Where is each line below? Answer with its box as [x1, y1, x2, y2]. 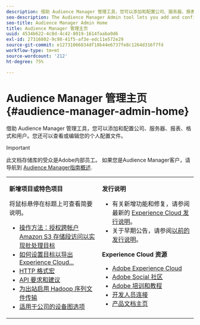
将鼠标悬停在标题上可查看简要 [9, 200, 93, 208]
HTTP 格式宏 [19, 267, 55, 275]
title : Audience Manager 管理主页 [6, 25, 88, 32]
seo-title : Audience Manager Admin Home [6, 20, 108, 26]
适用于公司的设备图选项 [19, 302, 85, 311]
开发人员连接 [112, 290, 148, 299]
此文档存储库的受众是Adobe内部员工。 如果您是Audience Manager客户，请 [6, 156, 190, 164]
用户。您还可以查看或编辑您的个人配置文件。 [16, 132, 126, 140]
